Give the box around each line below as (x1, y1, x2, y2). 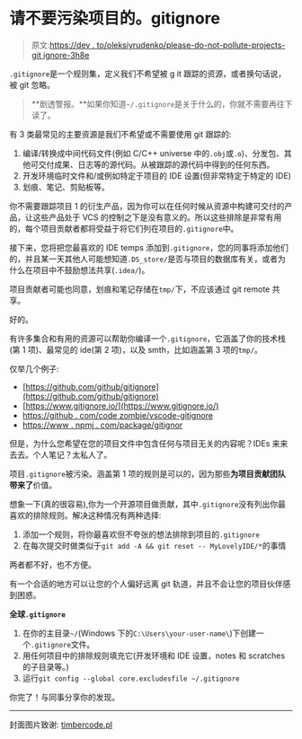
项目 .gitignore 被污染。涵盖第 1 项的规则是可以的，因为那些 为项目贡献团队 (9, 468, 286, 479)
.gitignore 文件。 (30, 638, 95, 649)
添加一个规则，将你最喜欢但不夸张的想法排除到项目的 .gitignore (22, 529, 261, 540)
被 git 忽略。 (9, 79, 56, 90)
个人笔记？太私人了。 (32, 449, 112, 460)
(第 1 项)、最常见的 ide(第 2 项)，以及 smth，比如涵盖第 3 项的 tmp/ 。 (9, 344, 263, 355)
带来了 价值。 (9, 479, 57, 490)
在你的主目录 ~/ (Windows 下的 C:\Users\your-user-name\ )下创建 (22, 628, 257, 638)
